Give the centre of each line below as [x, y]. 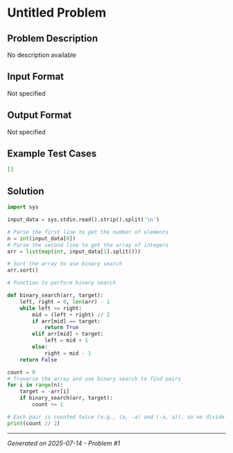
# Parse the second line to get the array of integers [88, 245]
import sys [23, 207]
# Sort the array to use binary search [65, 264]
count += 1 [48, 405]
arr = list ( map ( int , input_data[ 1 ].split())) [74, 251]
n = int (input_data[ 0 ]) [42, 238]
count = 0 [21, 372]
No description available [42, 55]
